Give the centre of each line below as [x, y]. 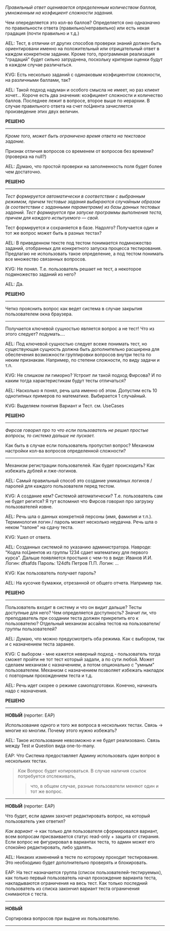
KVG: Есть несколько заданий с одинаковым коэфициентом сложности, [83, 75]
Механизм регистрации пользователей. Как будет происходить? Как [80, 465]
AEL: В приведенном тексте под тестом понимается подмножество [78, 243]
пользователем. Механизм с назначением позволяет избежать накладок [85, 670]
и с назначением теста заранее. [40, 644]
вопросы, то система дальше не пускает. [50, 436]
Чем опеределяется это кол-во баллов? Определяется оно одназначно [83, 23]
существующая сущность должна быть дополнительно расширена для [82, 349]
